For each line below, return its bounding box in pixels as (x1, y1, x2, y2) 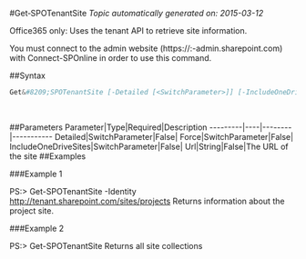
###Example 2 (9, 223, 65, 234)
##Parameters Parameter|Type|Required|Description (9, 122, 208, 133)
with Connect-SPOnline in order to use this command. (9, 53, 212, 63)
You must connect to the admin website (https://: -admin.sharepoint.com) (9, 43, 283, 54)
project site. (9, 204, 55, 216)
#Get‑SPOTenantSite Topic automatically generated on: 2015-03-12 (9, 8, 264, 18)
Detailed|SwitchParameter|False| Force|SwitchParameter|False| (54, 131, 294, 142)
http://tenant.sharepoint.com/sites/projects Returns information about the (9, 195, 285, 206)
